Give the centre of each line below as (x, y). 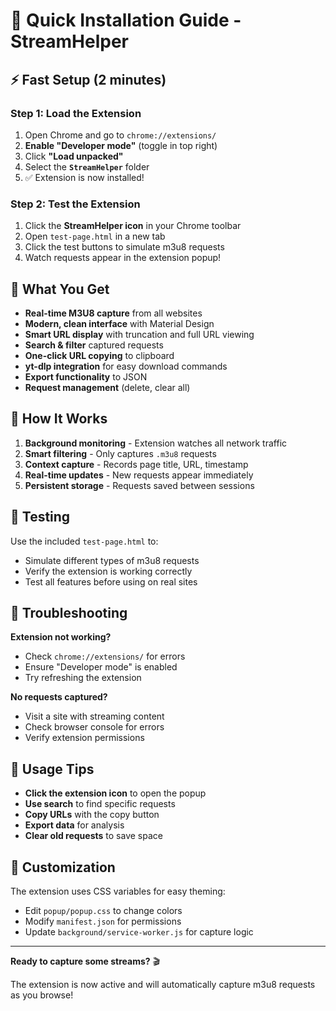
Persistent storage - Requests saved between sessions (139, 485)
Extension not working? (61, 637)
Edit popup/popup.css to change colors (103, 911)
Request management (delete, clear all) (107, 387)
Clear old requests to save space (93, 836)
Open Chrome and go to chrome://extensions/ (120, 135)
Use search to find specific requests (100, 804)
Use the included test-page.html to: (84, 541)
